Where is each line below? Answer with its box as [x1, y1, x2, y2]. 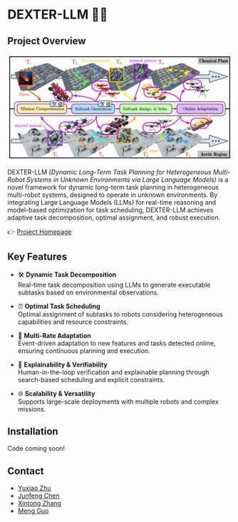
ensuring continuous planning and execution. [17, 346, 151, 355]
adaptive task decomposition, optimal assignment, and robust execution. [7, 213, 221, 222]
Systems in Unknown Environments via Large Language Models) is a [26, 175, 229, 184]
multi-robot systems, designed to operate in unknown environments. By [7, 190, 218, 199]
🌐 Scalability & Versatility [17, 389, 95, 398]
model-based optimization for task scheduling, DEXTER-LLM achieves [7, 205, 214, 214]
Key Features [7, 251, 68, 263]
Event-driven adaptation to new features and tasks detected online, [17, 339, 216, 347]
